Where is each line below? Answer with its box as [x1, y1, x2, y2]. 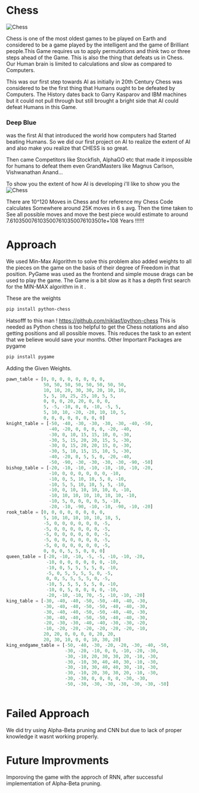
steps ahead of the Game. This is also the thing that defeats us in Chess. [6, 54, 184, 61]
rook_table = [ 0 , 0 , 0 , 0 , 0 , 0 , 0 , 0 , [6, 509, 105, 515]
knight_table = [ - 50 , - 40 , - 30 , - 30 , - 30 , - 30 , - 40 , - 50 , [6, 420, 154, 426]
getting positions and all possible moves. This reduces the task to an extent [6, 330, 191, 337]
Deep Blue [6, 118, 37, 126]
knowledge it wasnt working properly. [6, 733, 99, 740]
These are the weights [6, 295, 61, 302]
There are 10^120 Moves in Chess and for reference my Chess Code [6, 198, 173, 206]
